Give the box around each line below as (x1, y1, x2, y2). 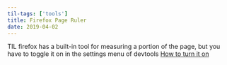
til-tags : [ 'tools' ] (7, 10, 69, 17)
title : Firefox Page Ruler (7, 17, 87, 24)
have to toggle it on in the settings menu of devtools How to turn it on (7, 50, 210, 58)
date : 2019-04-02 (7, 23, 59, 30)
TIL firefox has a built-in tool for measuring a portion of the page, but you (7, 43, 221, 51)
